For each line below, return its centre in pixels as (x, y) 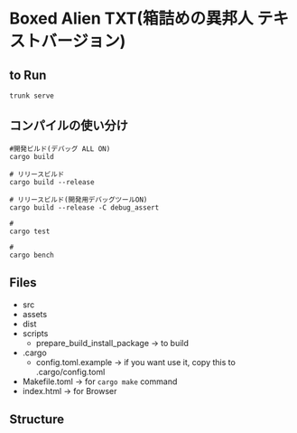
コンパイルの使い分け (69, 126)
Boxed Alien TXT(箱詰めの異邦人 (132, 19)
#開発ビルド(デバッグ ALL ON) (60, 149)
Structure (37, 420)
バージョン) (84, 41)
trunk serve (32, 96)
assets (35, 314)
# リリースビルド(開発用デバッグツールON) (79, 200)
